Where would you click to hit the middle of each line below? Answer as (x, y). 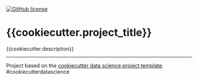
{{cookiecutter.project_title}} (79, 33)
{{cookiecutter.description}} (40, 48)
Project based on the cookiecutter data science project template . (85, 65)
